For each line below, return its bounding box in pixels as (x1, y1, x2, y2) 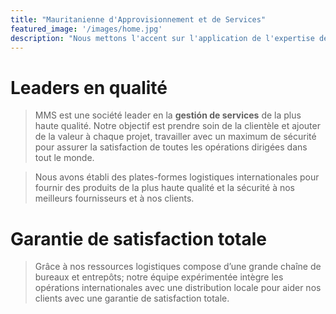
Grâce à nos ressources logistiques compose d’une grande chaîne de (34, 261, 322, 273)
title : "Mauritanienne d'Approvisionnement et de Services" (10, 14, 267, 25)
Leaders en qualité (10, 76, 168, 99)
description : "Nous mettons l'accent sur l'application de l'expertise (10, 33, 315, 43)
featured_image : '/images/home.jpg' (10, 24, 163, 34)
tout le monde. (34, 152, 95, 164)
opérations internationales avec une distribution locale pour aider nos (34, 282, 322, 294)
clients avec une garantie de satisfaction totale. (34, 292, 230, 305)
